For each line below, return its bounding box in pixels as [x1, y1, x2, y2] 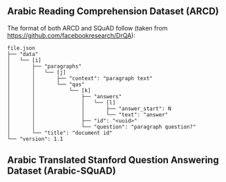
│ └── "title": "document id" [7, 129, 113, 136]
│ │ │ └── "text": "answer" [7, 111, 169, 118]
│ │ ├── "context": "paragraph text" [7, 75, 153, 82]
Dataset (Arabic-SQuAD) [7, 165, 116, 177]
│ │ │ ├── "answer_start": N [7, 105, 171, 112]
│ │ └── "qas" [7, 81, 85, 88]
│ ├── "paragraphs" [7, 62, 82, 70]
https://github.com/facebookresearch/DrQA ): [7, 31, 136, 39]
